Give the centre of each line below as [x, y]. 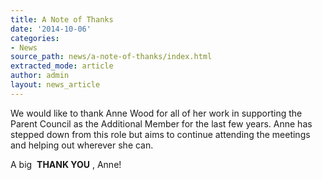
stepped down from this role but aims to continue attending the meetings [160, 134]
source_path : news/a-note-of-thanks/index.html [111, 57]
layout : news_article [55, 85]
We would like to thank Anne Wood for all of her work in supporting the [156, 113]
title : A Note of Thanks [62, 19]
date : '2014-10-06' [51, 29]
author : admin [40, 76]
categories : [35, 38]
